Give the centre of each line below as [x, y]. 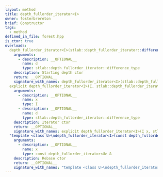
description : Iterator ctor [42, 122]
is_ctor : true [19, 41]
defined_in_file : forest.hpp [34, 37]
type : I [30, 104]
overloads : [16, 46]
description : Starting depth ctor [49, 73]
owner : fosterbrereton [28, 18]
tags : [10, 28]
